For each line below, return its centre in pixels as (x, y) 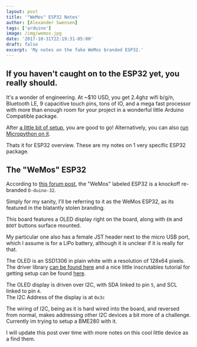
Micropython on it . (28, 134)
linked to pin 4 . (24, 291)
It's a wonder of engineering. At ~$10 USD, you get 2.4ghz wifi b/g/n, (90, 97)
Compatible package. (32, 116)
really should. (32, 83)
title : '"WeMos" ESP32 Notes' (43, 17)
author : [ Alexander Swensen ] (42, 22)
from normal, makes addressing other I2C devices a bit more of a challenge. (98, 315)
